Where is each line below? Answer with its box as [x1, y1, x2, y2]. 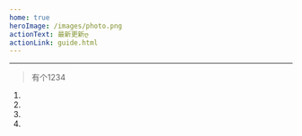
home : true [9, 13, 50, 22]
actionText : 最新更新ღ [9, 30, 89, 38]
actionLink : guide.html [9, 38, 99, 47]
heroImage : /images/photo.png [9, 21, 123, 30]
